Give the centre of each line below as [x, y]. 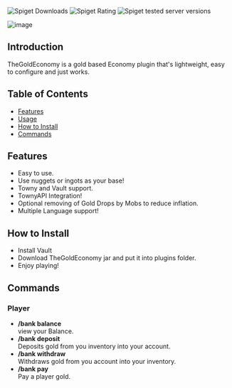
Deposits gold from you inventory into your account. [94, 346]
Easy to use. [36, 173]
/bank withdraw [42, 354]
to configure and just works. [49, 72]
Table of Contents [48, 94]
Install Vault [35, 250]
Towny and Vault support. [56, 188]
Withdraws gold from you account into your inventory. [97, 361]
